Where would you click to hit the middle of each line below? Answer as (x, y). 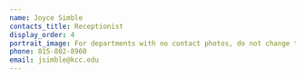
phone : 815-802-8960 (49, 52)
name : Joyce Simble (46, 18)
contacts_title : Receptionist (67, 26)
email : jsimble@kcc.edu (54, 60)
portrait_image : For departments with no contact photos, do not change (150, 43)
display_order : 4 (42, 35)
